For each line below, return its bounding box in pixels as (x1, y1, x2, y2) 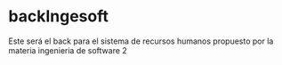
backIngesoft (8, 6, 109, 27)
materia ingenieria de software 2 (8, 45, 128, 55)
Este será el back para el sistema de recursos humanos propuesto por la (8, 36, 274, 46)
